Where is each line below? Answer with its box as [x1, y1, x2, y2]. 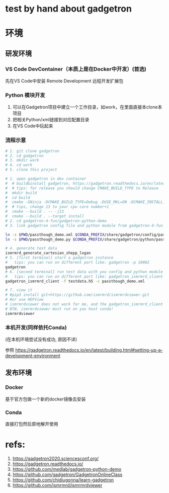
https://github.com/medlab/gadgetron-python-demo [12, 466, 122, 472]
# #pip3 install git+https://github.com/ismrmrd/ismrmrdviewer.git [5, 292, 150, 297]
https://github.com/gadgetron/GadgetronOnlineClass [12, 471, 123, 477]
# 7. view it [5, 288, 33, 293]
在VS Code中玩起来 [12, 123, 53, 129]
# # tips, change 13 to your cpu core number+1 [5, 204, 109, 209]
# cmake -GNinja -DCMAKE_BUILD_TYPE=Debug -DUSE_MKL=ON [5, 200, 127, 205]
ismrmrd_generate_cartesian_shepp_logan [5, 251, 92, 256]
